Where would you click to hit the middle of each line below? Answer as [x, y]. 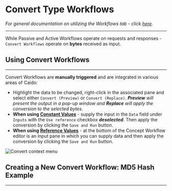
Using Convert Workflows [47, 60]
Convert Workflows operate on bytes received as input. [63, 44]
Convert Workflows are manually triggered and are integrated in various [82, 77]
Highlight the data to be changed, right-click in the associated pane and [89, 92]
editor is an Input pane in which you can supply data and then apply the [88, 136]
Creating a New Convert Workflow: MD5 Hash [80, 167]
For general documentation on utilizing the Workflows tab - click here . [79, 24]
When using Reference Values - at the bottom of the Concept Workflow [89, 130]
